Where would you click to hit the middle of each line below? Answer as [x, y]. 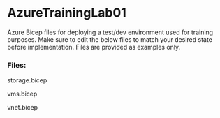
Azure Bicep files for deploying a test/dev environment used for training [110, 32]
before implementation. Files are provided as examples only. [94, 47]
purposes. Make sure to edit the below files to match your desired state [110, 39]
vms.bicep [22, 94]
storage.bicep [27, 80]
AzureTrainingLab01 [67, 13]
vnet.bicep [23, 108]
